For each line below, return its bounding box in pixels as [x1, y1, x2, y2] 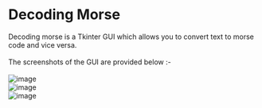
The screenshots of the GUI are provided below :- [8, 57, 171, 67]
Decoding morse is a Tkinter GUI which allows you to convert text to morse [8, 32, 255, 41]
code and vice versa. [8, 40, 77, 49]
